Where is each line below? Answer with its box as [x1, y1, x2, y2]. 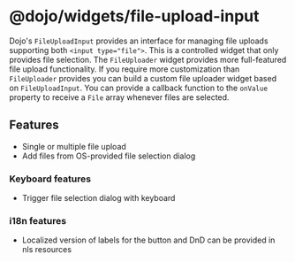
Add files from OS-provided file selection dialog [21, 150, 196, 161]
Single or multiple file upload [21, 141, 126, 151]
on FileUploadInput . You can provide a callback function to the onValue [9, 82, 268, 93]
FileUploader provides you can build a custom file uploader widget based [9, 73, 276, 83]
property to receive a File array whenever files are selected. [9, 91, 230, 103]
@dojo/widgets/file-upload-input [9, 6, 260, 27]
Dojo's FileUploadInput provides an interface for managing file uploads [9, 35, 269, 46]
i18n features [9, 214, 67, 227]
